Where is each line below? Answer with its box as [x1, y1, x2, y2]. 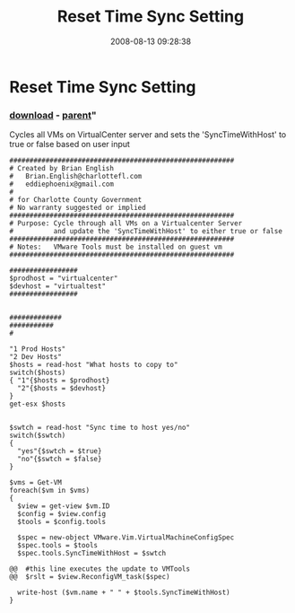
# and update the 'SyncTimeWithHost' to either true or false [9, 227, 282, 236]
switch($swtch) [9, 431, 66, 441]
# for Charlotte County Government [9, 196, 143, 205]
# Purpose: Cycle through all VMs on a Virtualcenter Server [9, 219, 243, 228]
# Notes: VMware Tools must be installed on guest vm [9, 242, 222, 252]
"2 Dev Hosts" [9, 353, 63, 362]
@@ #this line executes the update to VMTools [9, 565, 191, 574]
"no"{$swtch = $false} [17, 455, 102, 464]
